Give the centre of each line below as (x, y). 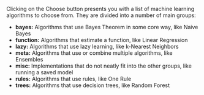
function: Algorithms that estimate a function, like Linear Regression (101, 40)
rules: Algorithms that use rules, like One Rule (73, 79)
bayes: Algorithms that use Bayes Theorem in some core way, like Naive (107, 27)
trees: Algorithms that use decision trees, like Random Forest (93, 85)
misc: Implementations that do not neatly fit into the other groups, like (103, 66)
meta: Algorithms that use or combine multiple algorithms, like (94, 53)
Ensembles (29, 59)
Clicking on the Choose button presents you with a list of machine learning (100, 9)
